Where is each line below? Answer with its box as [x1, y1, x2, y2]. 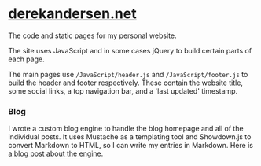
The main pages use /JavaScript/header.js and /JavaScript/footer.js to [8, 69, 248, 79]
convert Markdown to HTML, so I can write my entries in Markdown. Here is [8, 141, 254, 150]
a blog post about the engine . [8, 149, 104, 158]
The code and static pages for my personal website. [8, 31, 177, 40]
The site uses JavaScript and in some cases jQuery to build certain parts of [8, 46, 252, 55]
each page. [8, 54, 45, 64]
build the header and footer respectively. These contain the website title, [8, 78, 244, 87]
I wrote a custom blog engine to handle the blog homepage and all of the [8, 124, 244, 134]
